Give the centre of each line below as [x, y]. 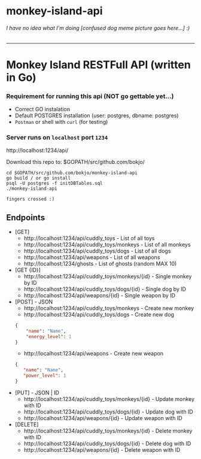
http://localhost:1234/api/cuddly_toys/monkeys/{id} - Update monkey [109, 399]
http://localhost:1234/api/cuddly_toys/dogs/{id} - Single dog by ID [105, 289]
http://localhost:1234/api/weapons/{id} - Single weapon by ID [99, 295]
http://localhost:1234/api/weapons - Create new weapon [93, 354]
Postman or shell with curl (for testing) [61, 121]
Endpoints [26, 218]
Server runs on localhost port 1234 [57, 137]
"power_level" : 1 [45, 376]
